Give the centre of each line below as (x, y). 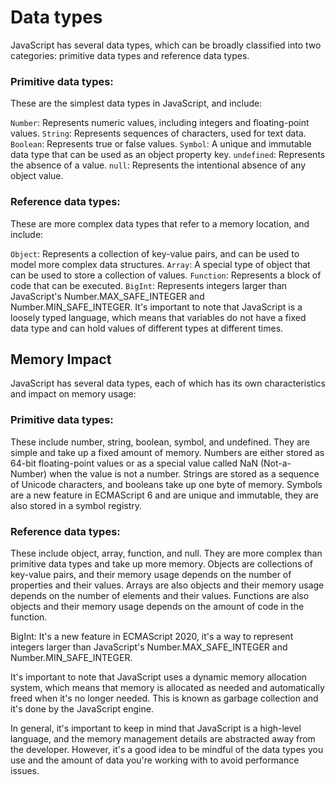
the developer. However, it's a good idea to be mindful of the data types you (167, 749)
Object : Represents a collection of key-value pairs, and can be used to (155, 253)
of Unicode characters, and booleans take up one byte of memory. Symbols (166, 484)
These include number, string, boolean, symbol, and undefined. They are (160, 442)
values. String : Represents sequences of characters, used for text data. (158, 133)
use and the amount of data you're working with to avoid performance (155, 760)
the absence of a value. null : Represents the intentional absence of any (158, 165)
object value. (37, 176)
